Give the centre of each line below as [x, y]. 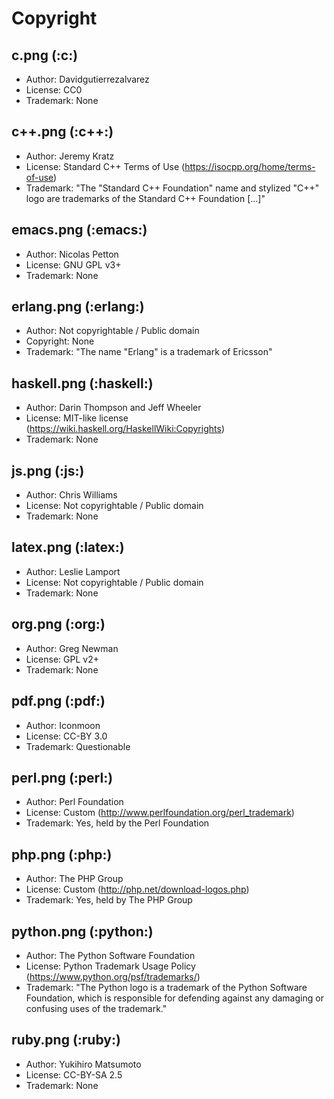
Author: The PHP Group [74, 879]
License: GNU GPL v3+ [73, 264]
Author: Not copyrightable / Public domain [112, 331]
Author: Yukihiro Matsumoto [83, 1064]
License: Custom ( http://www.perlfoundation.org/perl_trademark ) [160, 813]
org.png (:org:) [58, 624]
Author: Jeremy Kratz [70, 156]
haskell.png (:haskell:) [82, 383]
